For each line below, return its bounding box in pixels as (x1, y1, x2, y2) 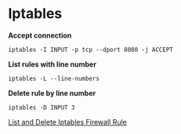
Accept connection (8, 31, 72, 40)
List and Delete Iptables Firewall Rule (8, 117, 127, 126)
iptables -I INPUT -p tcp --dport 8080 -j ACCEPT (8, 45, 174, 53)
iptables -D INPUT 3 (8, 103, 76, 111)
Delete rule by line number (8, 88, 96, 98)
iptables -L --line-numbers (8, 74, 100, 82)
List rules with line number (8, 60, 96, 69)
